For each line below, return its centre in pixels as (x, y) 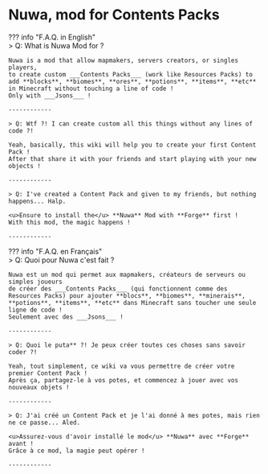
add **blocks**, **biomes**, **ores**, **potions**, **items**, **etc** (132, 81)
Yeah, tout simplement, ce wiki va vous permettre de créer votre (122, 366)
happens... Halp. (37, 201)
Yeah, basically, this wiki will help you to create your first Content (132, 145)
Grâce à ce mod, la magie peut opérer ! (77, 451)
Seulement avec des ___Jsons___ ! (66, 317)
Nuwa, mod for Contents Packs (114, 15)
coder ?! (23, 352)
